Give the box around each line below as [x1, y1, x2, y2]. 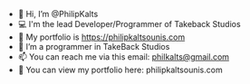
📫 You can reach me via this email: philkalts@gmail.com [17, 51, 229, 62]
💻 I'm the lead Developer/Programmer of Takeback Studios [17, 19, 242, 29]
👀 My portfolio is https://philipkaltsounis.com [17, 32, 186, 42]
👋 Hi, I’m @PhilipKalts [17, 9, 99, 19]
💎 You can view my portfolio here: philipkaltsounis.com [17, 64, 224, 75]
